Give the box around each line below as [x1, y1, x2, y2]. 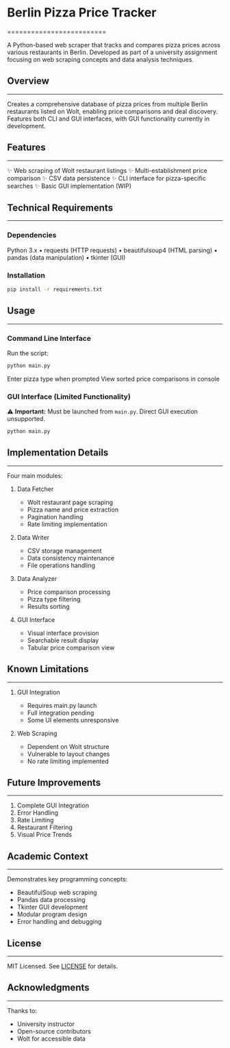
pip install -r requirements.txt [7, 286, 103, 293]
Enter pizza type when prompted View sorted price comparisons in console [7, 374, 220, 383]
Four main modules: [7, 471, 63, 479]
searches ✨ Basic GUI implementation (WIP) [7, 182, 132, 190]
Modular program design [16, 910, 88, 918]
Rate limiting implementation [27, 520, 107, 528]
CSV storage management [27, 547, 102, 555]
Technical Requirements [7, 202, 114, 213]
